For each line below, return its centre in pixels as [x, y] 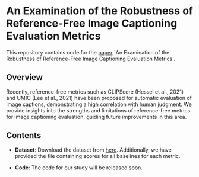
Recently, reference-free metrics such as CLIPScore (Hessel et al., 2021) [95, 91]
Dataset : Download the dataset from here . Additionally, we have [93, 150]
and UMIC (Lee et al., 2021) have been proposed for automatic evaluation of [99, 98]
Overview [25, 77]
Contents [24, 135]
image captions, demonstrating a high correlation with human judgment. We [99, 104]
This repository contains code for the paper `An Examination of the [88, 52]
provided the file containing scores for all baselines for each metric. [97, 156]
